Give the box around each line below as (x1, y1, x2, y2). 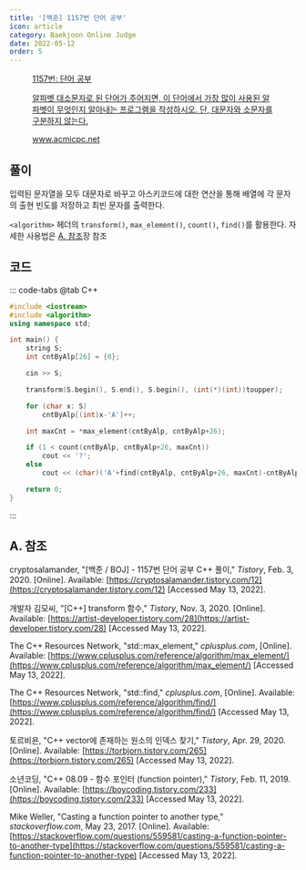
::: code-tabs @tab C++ (9, 284, 98, 295)
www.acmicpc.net (32, 134, 100, 145)
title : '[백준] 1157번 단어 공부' (9, 13, 127, 23)
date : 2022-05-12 (9, 38, 76, 48)
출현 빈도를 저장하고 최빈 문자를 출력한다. (18, 200, 166, 210)
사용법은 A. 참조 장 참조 (25, 230, 107, 241)
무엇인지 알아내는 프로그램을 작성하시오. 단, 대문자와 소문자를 (56, 104, 273, 115)
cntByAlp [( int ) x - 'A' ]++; (42, 410, 137, 419)
